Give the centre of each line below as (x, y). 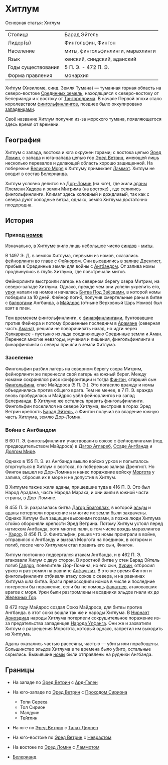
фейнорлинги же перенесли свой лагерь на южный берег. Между (76, 374)
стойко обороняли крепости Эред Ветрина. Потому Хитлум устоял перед (84, 523)
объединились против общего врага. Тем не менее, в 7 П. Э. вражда (79, 390)
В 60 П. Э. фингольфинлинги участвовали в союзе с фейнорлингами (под (84, 441)
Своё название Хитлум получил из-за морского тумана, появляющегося (83, 119)
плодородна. (19, 205)
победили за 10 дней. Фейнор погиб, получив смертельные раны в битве (84, 297)
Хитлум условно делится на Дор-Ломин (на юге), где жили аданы (76, 183)
